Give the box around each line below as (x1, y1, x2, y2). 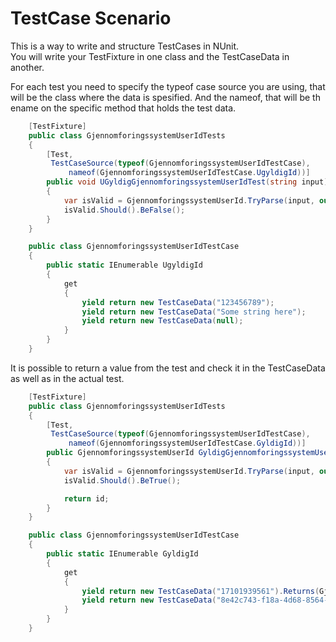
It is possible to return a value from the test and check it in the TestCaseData (10, 362, 326, 374)
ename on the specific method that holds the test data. (10, 102, 237, 114)
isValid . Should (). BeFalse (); (63, 205, 186, 215)
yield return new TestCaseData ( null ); (81, 316, 244, 326)
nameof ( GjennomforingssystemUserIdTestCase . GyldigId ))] (68, 438, 307, 449)
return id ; (63, 493, 110, 504)
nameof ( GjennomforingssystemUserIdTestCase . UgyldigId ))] (68, 168, 311, 178)
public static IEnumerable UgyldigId (46, 260, 203, 271)
